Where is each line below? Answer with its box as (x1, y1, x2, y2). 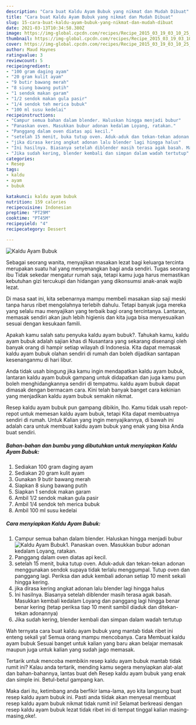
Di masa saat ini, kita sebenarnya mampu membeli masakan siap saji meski (6, 295, 186, 302)
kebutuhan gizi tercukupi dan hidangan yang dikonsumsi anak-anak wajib (6, 277, 183, 284)
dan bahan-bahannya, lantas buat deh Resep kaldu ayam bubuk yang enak (6, 669, 186, 677)
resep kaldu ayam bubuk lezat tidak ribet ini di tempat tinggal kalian (6, 706, 168, 713)
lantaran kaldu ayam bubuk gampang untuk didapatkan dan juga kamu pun (6, 373, 186, 381)
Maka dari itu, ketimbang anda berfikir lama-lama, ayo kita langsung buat (6, 687, 182, 695)
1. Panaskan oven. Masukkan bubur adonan (65, 541, 170, 548)
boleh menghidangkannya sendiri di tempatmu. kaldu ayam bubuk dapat (6, 380, 180, 387)
